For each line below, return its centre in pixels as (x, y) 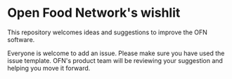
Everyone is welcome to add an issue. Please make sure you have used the (116, 53)
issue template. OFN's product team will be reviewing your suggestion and (115, 60)
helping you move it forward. (49, 68)
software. (21, 39)
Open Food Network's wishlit (94, 13)
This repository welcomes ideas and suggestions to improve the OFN (107, 32)
